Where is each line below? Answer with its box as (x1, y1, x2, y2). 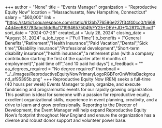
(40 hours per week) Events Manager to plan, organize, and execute (5, 81, 141, 87)
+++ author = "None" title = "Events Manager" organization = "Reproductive (5, 4, 157, 10)
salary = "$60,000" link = (5, 15, 56, 20)
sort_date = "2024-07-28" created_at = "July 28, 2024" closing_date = (5, 30, 146, 35)
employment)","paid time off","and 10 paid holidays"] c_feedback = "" (5, 61, 143, 66)
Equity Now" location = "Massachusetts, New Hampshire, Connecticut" (5, 9, 147, 15)
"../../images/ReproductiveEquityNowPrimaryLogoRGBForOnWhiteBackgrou (5, 71, 156, 77)
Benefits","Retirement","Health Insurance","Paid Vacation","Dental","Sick (5, 40, 148, 46)
